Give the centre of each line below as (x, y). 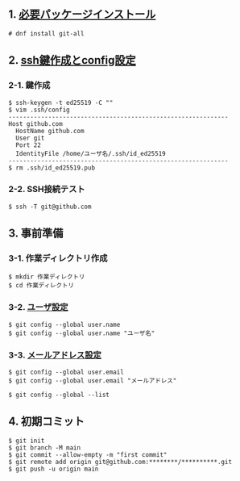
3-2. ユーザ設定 (38, 307)
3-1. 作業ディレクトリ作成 (58, 258)
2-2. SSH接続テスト (47, 190)
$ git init (27, 441)
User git (30, 138)
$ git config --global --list (59, 395)
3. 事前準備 (36, 234)
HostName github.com (50, 131)
